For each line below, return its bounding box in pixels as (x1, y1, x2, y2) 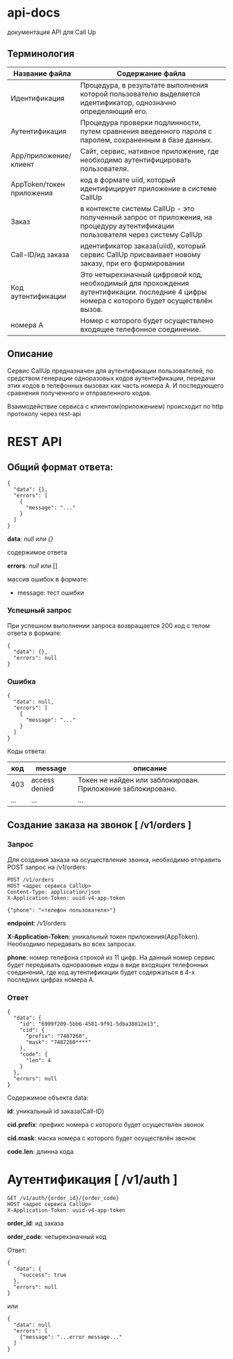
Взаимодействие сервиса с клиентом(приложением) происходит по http (7, 402, 224, 411)
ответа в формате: (7, 629, 62, 637)
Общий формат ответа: (7, 461, 114, 473)
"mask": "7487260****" (25, 1039, 92, 1046)
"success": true (19, 1271, 67, 1279)
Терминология (7, 48, 75, 60)
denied (31, 784, 54, 793)
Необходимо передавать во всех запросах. (7, 939, 137, 948)
